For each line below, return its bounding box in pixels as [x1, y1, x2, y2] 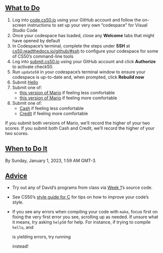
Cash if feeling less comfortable [19, 105, 84, 111]
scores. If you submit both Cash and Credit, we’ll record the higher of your [5, 125, 155, 131]
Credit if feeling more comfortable [19, 110, 88, 116]
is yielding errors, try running [12, 234, 71, 240]
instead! [12, 243, 29, 249]
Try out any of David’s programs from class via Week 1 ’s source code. [12, 184, 153, 190]
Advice [5, 172, 27, 180]
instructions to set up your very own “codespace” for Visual [27, 22, 148, 28]
